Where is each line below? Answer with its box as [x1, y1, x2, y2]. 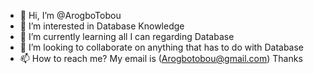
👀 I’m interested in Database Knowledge [19, 20, 185, 32]
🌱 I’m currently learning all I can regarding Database [19, 31, 235, 42]
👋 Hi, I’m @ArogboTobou [19, 10, 122, 21]
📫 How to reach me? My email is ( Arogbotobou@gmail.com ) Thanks [19, 53, 303, 64]
